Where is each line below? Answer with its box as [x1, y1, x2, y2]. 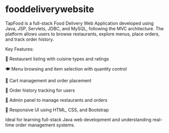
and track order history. [5, 36, 54, 42]
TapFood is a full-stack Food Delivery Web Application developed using [5, 20, 154, 26]
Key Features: [5, 46, 34, 52]
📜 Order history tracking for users [5, 87, 75, 93]
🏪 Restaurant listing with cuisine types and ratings [5, 55, 109, 61]
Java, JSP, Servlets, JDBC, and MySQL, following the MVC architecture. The [5, 25, 164, 31]
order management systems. [15, 122, 75, 128]
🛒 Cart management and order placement [5, 77, 92, 84]
